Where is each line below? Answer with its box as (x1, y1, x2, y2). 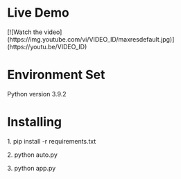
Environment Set (7, 67, 105, 83)
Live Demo (7, 5, 69, 21)
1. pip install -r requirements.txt (7, 137, 96, 145)
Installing (7, 114, 62, 130)
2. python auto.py (7, 151, 58, 159)
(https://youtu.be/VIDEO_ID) (7, 42, 87, 51)
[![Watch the (7, 28, 43, 36)
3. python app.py (7, 164, 56, 172)
